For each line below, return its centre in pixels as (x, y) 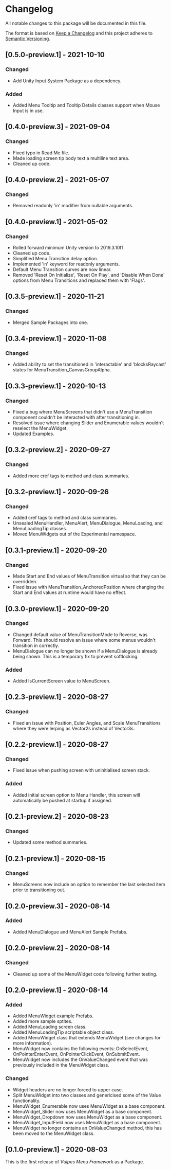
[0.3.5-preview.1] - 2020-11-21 (55, 296)
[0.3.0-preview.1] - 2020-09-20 (57, 609)
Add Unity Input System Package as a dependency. (67, 81)
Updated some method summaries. (50, 842)
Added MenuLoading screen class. (50, 1027)
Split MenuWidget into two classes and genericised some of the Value (87, 1095)
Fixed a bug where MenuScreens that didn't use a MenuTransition (82, 412)
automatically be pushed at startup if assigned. (62, 800)
